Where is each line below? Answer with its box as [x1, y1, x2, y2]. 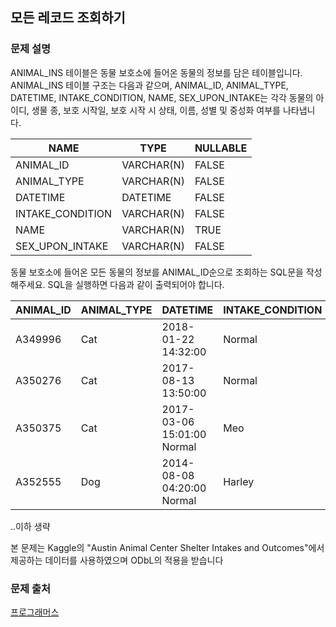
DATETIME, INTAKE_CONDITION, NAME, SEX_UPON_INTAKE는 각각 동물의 [10, 91, 314, 103]
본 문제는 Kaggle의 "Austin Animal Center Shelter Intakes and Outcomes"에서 [10, 541, 325, 553]
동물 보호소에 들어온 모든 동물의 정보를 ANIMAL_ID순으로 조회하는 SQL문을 [10, 266, 304, 278]
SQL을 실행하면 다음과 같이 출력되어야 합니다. [47, 278, 225, 290]
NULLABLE [194, 141, 248, 155]
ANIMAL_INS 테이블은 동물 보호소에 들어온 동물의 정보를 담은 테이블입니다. [10, 66, 303, 78]
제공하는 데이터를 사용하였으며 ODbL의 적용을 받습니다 [10, 554, 224, 566]
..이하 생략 [10, 520, 51, 532]
